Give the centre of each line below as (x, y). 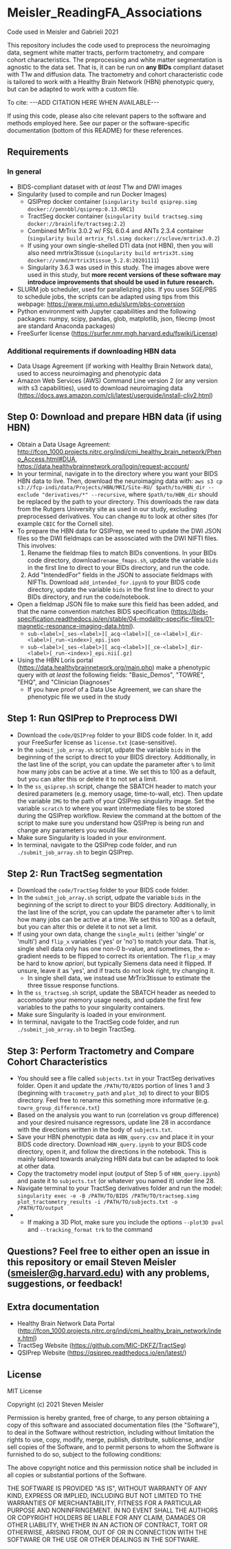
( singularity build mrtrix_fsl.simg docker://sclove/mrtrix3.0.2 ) (123, 238)
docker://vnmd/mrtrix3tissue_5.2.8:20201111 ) (93, 260)
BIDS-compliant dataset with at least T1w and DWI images (99, 187)
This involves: (36, 545)
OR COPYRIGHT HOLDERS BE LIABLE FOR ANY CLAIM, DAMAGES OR (107, 1518)
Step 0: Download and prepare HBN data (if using (114, 417)
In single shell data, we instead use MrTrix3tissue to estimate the (119, 978)
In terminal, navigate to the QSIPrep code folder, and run (97, 845)
